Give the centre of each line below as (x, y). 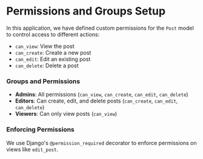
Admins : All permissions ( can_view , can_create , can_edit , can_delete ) (102, 95)
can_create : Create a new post (53, 52)
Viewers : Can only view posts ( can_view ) (66, 114)
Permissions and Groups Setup (86, 11)
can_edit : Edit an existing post (53, 59)
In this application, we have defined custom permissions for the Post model (100, 28)
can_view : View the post (45, 46)
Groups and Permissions (43, 81)
